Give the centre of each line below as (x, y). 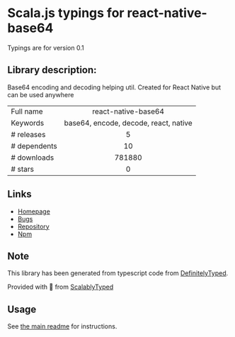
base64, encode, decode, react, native (128, 123)
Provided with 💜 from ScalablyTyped (61, 287)
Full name (27, 111)
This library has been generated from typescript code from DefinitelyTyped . (118, 273)
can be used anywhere (41, 94)
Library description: (52, 70)
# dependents (34, 145)
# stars (22, 169)
